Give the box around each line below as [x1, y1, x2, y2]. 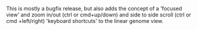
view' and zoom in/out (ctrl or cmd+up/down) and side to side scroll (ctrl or [6, 11, 192, 18]
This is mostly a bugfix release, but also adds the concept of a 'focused [6, 5, 182, 12]
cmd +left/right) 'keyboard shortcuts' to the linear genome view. [6, 18, 164, 24]
